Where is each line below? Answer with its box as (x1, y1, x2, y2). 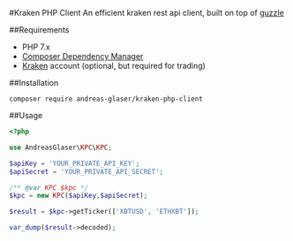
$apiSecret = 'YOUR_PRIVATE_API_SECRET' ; (9, 167, 164, 176)
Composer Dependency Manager (21, 51, 144, 61)
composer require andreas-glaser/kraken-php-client (9, 94, 203, 103)
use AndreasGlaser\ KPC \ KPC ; (9, 143, 113, 152)
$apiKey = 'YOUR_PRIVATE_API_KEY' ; (9, 159, 140, 168)
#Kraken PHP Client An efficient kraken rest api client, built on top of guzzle (9, 8, 284, 18)
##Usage (9, 110, 43, 120)
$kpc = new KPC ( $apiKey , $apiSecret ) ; (9, 192, 148, 200)
